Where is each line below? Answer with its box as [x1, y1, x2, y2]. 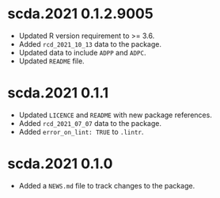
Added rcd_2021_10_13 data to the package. [18, 39, 161, 48]
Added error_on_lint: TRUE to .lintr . [18, 127, 144, 136]
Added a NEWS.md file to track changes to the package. [18, 181, 195, 190]
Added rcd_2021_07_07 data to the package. [18, 118, 161, 128]
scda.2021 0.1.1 [7, 84, 109, 102]
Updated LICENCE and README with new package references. [18, 110, 213, 120]
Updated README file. [18, 56, 85, 66]
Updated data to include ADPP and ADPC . [18, 48, 146, 57]
